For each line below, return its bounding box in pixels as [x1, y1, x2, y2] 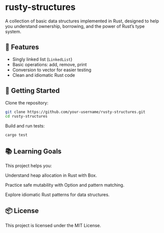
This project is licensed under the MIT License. [5, 222, 101, 228]
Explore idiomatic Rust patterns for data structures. [5, 192, 110, 198]
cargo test [5, 132, 28, 138]
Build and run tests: [5, 123, 45, 129]
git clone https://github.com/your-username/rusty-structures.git [5, 109, 146, 115]
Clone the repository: [5, 100, 49, 106]
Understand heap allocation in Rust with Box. [5, 172, 97, 178]
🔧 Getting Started [5, 87, 60, 95]
